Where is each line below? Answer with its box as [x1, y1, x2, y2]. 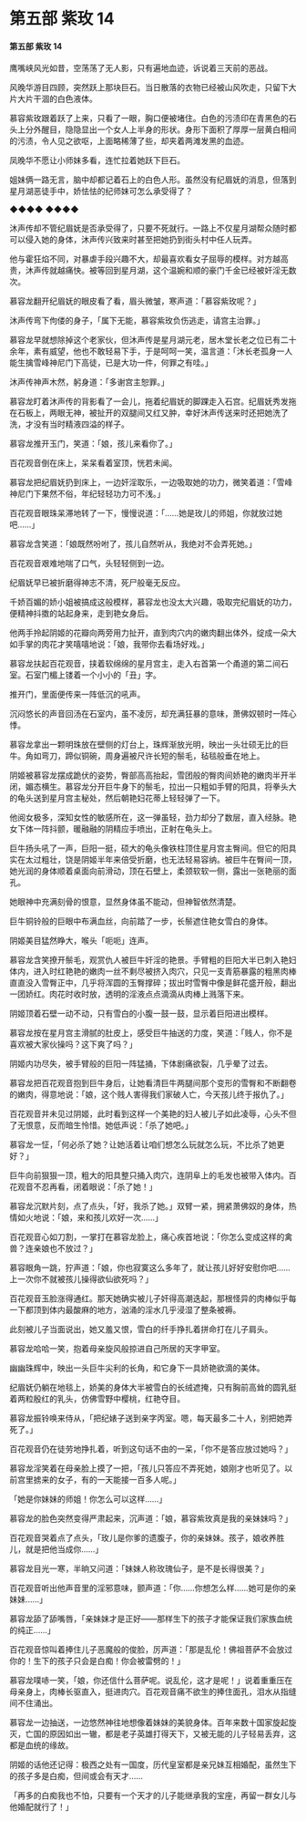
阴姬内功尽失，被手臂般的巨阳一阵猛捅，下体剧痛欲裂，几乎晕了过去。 [9, 1059, 273, 1070]
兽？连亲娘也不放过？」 [9, 1243, 97, 1254]
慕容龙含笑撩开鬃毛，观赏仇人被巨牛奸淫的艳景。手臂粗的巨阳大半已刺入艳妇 [9, 955, 297, 966]
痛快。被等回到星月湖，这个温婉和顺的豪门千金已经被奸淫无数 [65, 265, 297, 276]
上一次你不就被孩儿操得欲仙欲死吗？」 [9, 1274, 153, 1285]
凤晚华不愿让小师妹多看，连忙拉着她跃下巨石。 [9, 155, 185, 166]
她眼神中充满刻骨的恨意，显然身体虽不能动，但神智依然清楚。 [9, 896, 241, 907]
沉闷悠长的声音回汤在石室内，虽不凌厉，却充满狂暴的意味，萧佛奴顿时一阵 [9, 709, 289, 719]
